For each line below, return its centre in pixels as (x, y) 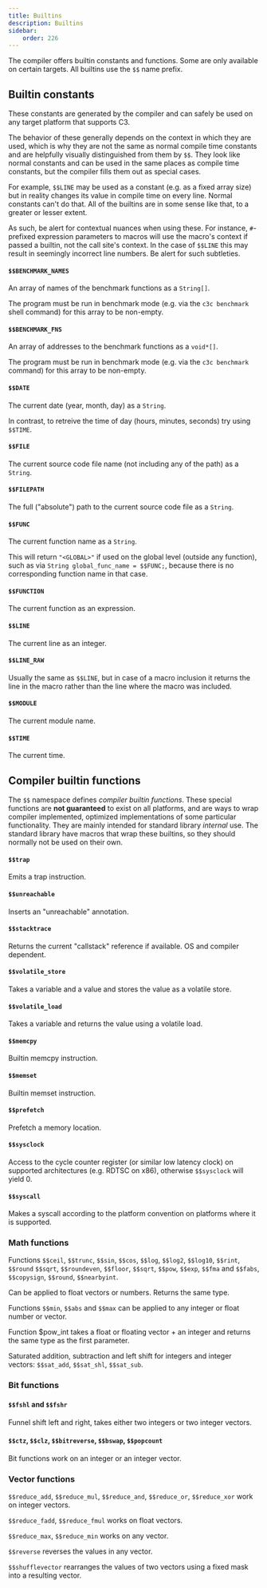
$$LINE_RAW (26, 660)
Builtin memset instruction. (52, 1093)
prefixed (22, 237)
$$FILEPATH (26, 490)
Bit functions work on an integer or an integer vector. (95, 1458)
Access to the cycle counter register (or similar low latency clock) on (121, 1162)
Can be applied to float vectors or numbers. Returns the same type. (119, 1293)
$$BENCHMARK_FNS (35, 329)
